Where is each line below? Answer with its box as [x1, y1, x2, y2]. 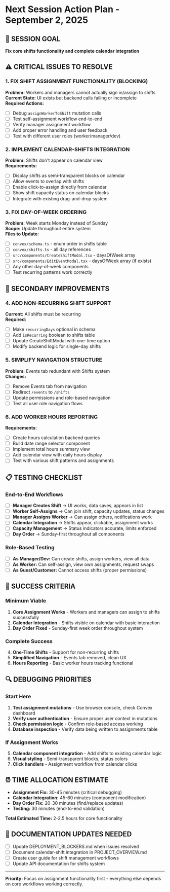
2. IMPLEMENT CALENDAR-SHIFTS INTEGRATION [5, 146, 130, 153]
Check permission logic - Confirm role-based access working [12, 721, 143, 727]
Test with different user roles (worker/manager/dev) [12, 133, 121, 139]
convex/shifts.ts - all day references [12, 246, 91, 252]
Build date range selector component [12, 440, 90, 447]
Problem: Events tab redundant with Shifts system [5, 368, 110, 374]
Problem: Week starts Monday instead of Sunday [5, 220, 108, 226]
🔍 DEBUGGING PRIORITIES [5, 675, 92, 684]
